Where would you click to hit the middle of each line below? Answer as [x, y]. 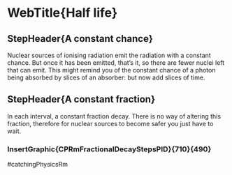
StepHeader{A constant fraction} [81, 99]
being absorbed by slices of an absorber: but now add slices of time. [106, 77]
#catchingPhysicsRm [38, 165]
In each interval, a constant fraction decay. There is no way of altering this [114, 116]
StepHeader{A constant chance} [80, 39]
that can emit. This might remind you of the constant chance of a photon [111, 70]
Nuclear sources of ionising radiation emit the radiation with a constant [109, 55]
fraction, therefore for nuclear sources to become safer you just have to [110, 123]
